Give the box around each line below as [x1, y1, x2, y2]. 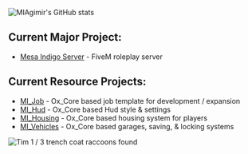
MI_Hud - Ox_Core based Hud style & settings [19, 105, 171, 114]
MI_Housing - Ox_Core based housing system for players [19, 113, 208, 123]
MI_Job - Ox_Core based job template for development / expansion [19, 96, 241, 105]
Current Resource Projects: [8, 75, 147, 89]
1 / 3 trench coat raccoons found [30, 136, 138, 147]
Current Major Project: [8, 30, 122, 44]
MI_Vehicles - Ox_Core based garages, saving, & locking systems [19, 121, 234, 131]
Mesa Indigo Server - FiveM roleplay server [19, 52, 163, 61]
